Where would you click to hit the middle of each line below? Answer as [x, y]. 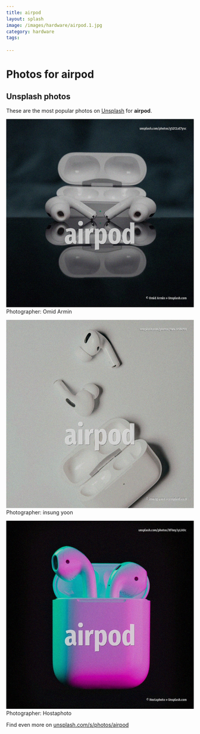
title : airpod [24, 13]
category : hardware [30, 32]
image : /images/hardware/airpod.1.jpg [54, 25]
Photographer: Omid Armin [39, 311]
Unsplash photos [38, 96]
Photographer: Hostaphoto [39, 713]
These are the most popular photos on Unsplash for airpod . [79, 111]
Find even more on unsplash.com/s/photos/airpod [68, 725]
